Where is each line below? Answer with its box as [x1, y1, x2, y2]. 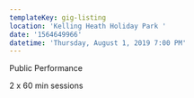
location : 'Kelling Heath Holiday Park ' [9, 22, 167, 31]
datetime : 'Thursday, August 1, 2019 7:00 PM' [9, 38, 187, 48]
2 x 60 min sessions [9, 80, 84, 91]
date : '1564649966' [9, 30, 83, 39]
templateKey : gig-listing [9, 13, 106, 22]
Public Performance [9, 63, 84, 74]
